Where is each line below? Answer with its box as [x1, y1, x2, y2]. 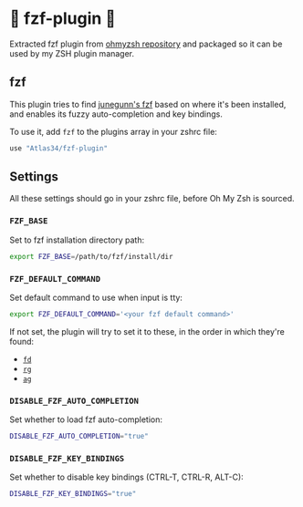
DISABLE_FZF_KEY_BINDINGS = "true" [9, 490, 137, 499]
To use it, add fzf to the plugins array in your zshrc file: [9, 126, 217, 137]
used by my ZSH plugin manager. [9, 47, 135, 58]
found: [9, 336, 35, 347]
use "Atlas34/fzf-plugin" [9, 143, 108, 153]
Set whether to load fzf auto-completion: [9, 414, 162, 425]
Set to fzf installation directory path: [9, 234, 145, 245]
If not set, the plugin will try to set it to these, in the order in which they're [9, 326, 285, 336]
